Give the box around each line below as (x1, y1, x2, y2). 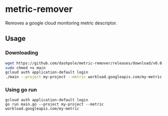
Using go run (5, 86, 37, 93)
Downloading (5, 49, 38, 56)
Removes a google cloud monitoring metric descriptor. (5, 20, 117, 26)
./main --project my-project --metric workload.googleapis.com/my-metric (5, 75, 162, 80)
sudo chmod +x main (5, 65, 46, 70)
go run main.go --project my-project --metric (5, 102, 104, 107)
